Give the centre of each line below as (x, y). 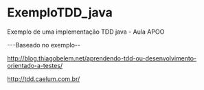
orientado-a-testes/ (35, 65)
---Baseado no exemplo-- (44, 45)
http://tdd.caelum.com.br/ (44, 79)
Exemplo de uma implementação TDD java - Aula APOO (86, 32)
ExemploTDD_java (60, 13)
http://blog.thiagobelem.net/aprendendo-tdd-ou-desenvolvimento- (102, 58)
